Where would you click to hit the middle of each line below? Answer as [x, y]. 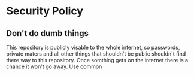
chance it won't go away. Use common [54, 66]
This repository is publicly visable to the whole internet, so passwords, [93, 47]
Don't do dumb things [47, 33]
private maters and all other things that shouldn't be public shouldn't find [96, 54]
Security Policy [45, 11]
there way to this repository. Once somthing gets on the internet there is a [97, 60]
